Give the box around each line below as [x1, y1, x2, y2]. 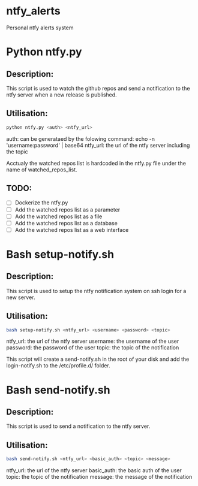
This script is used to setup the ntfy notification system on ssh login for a [6, 287, 187, 294]
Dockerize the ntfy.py [14, 199, 68, 206]
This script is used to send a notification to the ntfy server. [6, 422, 151, 430]
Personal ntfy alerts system [6, 24, 74, 31]
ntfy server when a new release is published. [6, 91, 117, 98]
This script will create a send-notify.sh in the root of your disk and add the [6, 355, 190, 363]
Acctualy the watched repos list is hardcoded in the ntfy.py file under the [6, 159, 186, 167]
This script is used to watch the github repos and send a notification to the [6, 84, 190, 92]
